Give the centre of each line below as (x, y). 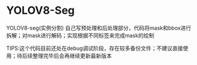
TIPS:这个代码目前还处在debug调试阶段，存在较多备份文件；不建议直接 (95, 48)
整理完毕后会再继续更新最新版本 (72, 55)
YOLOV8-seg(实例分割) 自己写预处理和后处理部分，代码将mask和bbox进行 (99, 28)
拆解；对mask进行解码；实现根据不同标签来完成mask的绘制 (80, 35)
